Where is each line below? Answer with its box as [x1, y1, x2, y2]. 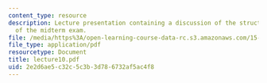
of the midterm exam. [15, 26, 87, 34]
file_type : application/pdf [8, 41, 102, 49]
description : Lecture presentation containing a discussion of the [8, 19, 237, 27]
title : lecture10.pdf [8, 56, 80, 64]
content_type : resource [8, 11, 87, 20]
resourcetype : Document [8, 48, 87, 56]
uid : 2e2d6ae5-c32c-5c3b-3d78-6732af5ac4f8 [8, 63, 155, 71]
